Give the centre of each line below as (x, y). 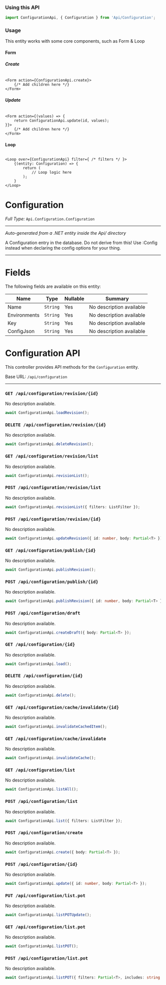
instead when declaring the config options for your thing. (63, 248)
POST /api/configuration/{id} (41, 864)
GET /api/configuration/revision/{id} (52, 393)
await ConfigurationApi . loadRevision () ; (47, 413)
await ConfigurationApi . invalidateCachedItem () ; (56, 727)
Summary (117, 299)
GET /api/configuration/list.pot (45, 927)
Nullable (74, 299)
